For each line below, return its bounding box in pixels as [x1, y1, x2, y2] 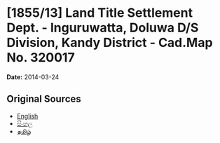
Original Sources [6, 93, 81, 105]
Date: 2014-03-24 [6, 72, 60, 81]
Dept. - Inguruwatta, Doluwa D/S [6, 20, 199, 36]
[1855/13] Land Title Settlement [6, 5, 193, 21]
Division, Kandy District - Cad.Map [6, 35, 213, 50]
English [16, 111, 39, 120]
